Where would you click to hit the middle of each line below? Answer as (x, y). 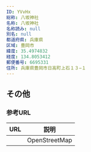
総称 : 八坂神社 (23, 17)
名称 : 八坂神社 (23, 23)
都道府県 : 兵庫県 (25, 40)
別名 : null (19, 34)
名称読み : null (24, 29)
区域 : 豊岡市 (20, 46)
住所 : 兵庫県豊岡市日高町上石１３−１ (46, 68)
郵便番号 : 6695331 (28, 62)
